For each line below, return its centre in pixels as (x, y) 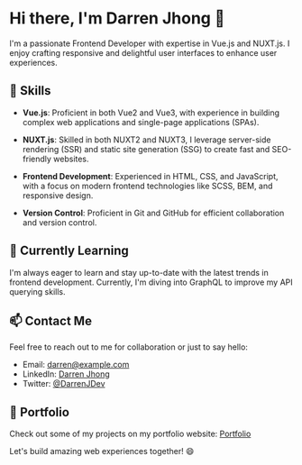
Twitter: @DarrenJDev (64, 384)
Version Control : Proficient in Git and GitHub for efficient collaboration (153, 213)
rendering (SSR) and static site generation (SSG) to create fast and (146, 149)
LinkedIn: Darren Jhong (66, 374)
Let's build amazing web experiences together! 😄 (102, 451)
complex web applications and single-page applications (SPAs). (141, 122)
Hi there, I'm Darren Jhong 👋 (117, 18)
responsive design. (58, 195)
